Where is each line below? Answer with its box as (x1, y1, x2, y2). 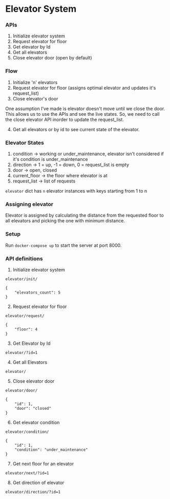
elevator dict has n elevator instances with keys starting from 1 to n (5, 188, 147, 194)
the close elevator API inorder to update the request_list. (5, 116, 124, 122)
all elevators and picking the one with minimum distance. (5, 218, 125, 224)
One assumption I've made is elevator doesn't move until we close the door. (5, 106, 165, 112)
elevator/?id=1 (5, 350, 38, 355)
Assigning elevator (5, 201, 54, 207)
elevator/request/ (5, 313, 45, 318)
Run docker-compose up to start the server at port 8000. (5, 242, 122, 248)
